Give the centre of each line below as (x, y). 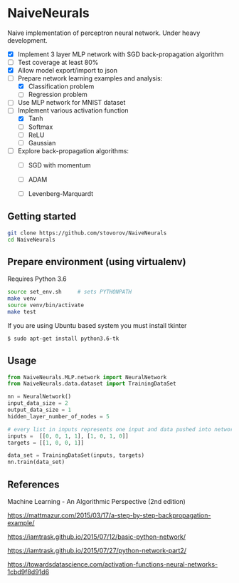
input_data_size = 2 (38, 403)
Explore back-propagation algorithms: (73, 150)
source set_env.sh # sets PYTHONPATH (70, 292)
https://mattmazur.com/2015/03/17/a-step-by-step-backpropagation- (109, 515)
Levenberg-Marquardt (61, 193)
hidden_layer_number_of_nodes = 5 (59, 416)
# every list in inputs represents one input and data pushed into (110, 429)
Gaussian (42, 143)
